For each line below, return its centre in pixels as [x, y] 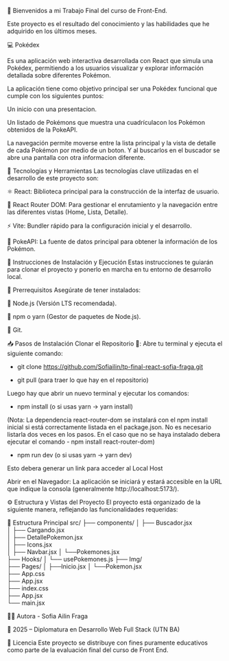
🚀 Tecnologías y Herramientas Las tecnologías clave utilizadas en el [103, 171]
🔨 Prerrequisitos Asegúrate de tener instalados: [74, 290]
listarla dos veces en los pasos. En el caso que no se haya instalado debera [114, 434]
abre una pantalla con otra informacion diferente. [76, 157]
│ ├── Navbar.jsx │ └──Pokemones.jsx [63, 552]
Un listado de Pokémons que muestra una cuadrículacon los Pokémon [106, 122]
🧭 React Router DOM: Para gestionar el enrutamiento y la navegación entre [112, 205]
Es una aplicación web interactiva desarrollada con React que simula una [110, 61]
